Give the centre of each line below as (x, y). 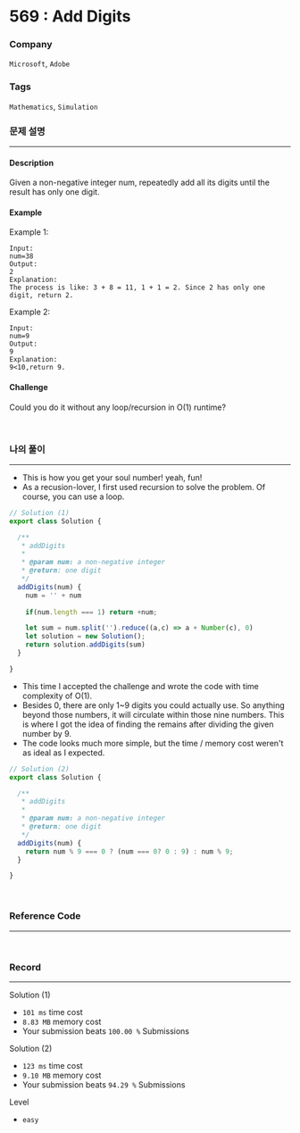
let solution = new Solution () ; (85, 637)
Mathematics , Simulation (54, 106)
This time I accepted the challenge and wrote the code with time (140, 686)
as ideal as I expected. (63, 753)
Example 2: (30, 312)
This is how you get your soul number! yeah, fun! (112, 477)
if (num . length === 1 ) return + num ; (92, 612)
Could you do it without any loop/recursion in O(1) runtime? (117, 407)
